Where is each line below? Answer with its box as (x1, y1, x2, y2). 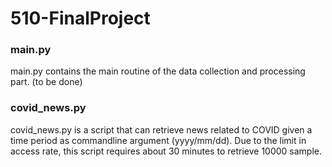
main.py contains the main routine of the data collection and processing (10, 65, 306, 77)
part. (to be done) (10, 76, 83, 88)
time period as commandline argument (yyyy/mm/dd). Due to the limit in (10, 134, 307, 146)
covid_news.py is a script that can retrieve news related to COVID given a (10, 123, 313, 136)
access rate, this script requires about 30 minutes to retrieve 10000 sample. (10, 145, 323, 157)
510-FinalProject (10, 7, 151, 30)
